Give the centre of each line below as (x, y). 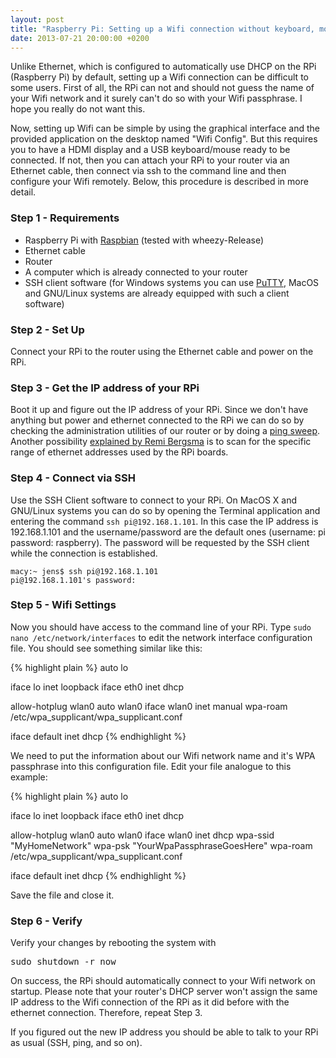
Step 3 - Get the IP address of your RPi (105, 388)
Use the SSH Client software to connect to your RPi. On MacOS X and (154, 500)
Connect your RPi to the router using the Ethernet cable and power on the (162, 351)
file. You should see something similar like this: (106, 648)
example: (29, 777)
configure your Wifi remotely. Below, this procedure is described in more (159, 182)
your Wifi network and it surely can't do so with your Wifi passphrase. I (156, 98)
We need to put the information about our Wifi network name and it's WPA (163, 755)
